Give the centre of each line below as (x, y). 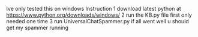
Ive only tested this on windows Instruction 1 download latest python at (94, 9)
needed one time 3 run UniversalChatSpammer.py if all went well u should (97, 21)
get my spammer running (37, 27)
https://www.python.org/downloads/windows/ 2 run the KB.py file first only (99, 15)
